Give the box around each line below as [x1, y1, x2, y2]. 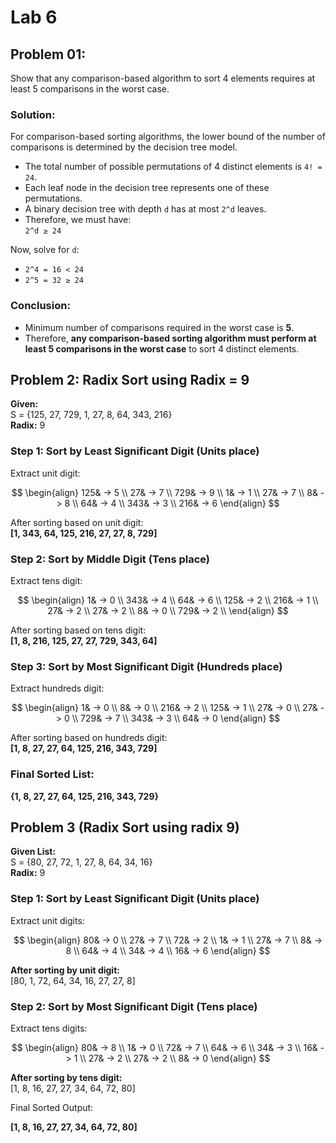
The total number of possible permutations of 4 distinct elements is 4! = [24, 161, 323, 173]
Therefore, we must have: [24, 214, 132, 226]
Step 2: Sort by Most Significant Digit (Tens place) [10, 999, 258, 1013]
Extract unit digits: [10, 914, 85, 926]
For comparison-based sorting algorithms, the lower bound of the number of [10, 131, 326, 143]
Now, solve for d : [10, 244, 80, 256]
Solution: [10, 107, 56, 121]
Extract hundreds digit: [10, 682, 105, 695]
